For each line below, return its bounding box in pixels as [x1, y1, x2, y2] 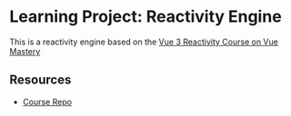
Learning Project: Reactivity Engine [9, 6, 282, 27]
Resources [9, 72, 72, 88]
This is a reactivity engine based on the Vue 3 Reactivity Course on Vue [9, 36, 279, 47]
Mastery [9, 45, 41, 56]
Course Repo [22, 96, 73, 107]
